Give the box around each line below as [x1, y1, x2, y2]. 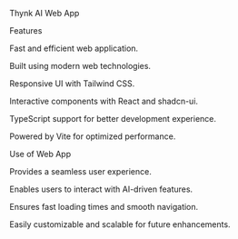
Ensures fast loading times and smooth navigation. [9, 202, 199, 212]
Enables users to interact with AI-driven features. [9, 184, 193, 194]
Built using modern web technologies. [9, 61, 152, 71]
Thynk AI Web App [9, 8, 80, 18]
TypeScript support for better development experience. [9, 114, 216, 124]
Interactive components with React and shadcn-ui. [9, 95, 198, 106]
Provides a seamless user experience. [9, 166, 152, 176]
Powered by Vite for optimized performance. [9, 131, 176, 142]
